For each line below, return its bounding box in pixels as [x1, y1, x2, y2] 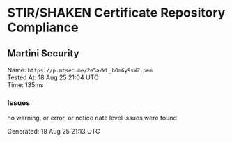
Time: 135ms [7, 81, 44, 88]
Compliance [7, 19, 79, 35]
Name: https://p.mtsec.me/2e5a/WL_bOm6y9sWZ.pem [7, 66, 153, 74]
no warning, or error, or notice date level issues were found [7, 113, 178, 123]
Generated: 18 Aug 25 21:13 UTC [7, 127, 100, 136]
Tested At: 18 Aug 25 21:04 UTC [7, 73, 99, 81]
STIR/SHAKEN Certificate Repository [7, 5, 226, 21]
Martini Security [7, 47, 79, 59]
